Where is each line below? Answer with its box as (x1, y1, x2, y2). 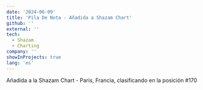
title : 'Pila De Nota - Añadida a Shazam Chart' (6, 15, 132, 21)
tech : (6, 32, 20, 38)
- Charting (12, 43, 40, 49)
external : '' (6, 26, 40, 32)
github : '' (6, 20, 34, 26)
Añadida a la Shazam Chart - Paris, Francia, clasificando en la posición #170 (6, 77, 198, 84)
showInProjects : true (6, 54, 62, 60)
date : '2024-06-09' (6, 9, 56, 15)
